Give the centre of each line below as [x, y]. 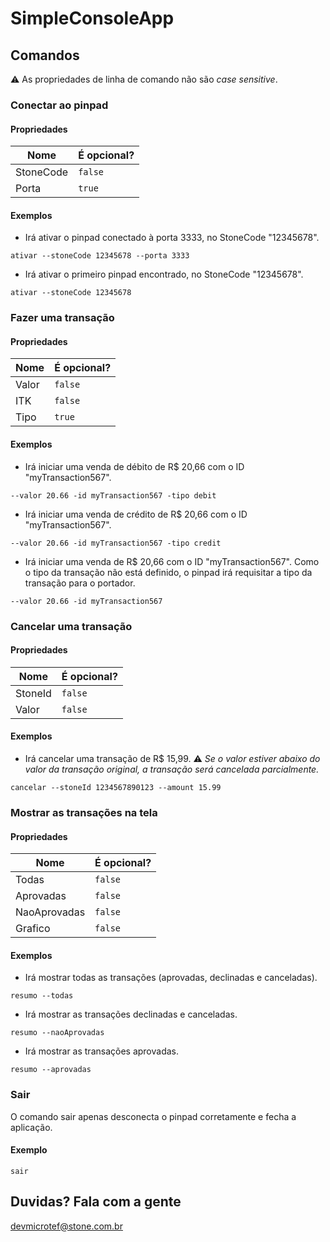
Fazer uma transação [62, 318]
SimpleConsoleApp [92, 18]
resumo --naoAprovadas [57, 1033]
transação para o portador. [80, 583]
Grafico [33, 929]
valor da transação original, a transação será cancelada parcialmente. [172, 769]
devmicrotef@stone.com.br [66, 1226]
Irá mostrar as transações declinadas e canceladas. [131, 1014]
